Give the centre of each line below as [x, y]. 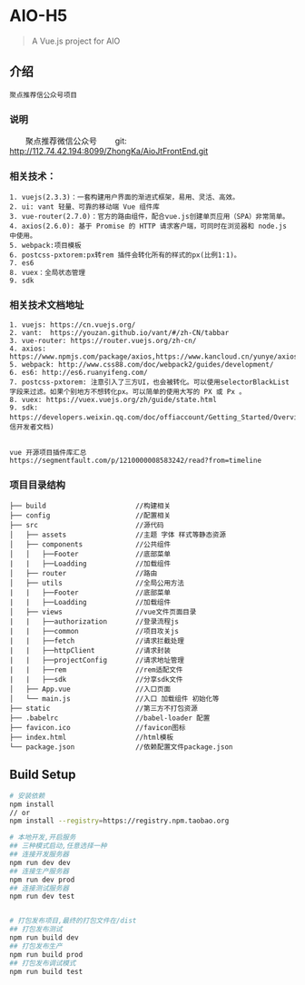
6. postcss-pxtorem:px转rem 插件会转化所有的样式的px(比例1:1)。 [125, 255]
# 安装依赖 [27, 795]
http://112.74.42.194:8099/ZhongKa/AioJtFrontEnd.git [109, 152]
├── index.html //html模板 [92, 737]
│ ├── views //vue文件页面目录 [103, 612]
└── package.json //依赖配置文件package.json [121, 747]
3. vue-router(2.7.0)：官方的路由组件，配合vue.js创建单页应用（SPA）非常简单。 [149, 217]
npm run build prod [46, 954]
